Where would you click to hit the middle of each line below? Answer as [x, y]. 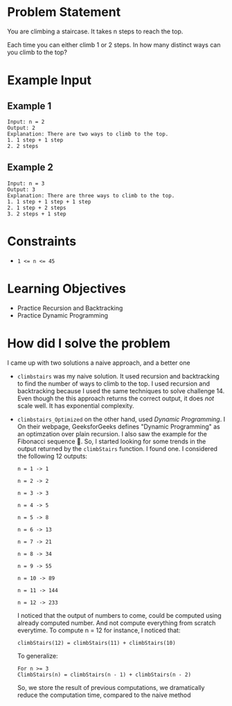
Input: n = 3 [26, 183]
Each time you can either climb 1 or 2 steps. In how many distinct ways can [114, 44]
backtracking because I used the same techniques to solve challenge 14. [121, 391]
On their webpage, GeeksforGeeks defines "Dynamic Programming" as [118, 426]
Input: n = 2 [26, 122]
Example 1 [29, 106]
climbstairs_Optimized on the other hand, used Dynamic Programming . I [121, 419]
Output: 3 [21, 189]
